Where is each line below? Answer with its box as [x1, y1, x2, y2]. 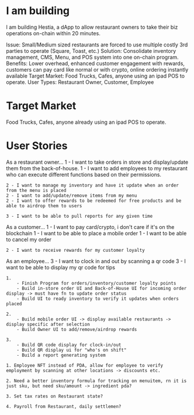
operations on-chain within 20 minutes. [6, 29, 101, 36]
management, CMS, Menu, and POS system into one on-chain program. [6, 53, 179, 60]
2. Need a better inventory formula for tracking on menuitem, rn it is [6, 377, 187, 384]
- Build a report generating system [16, 352, 106, 358]
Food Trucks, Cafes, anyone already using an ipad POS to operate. [6, 119, 167, 126]
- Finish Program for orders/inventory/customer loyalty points [16, 280, 176, 286]
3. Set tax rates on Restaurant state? [6, 393, 103, 399]
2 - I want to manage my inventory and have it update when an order [6, 182, 179, 188]
